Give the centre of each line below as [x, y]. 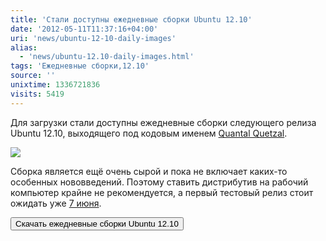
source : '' [33, 76]
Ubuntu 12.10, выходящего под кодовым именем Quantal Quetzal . [149, 133]
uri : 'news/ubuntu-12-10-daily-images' [93, 38]
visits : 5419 [37, 94]
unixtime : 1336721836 [55, 85]
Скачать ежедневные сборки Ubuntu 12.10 [97, 223]
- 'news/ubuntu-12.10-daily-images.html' [107, 57]
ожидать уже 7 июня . [56, 203]
